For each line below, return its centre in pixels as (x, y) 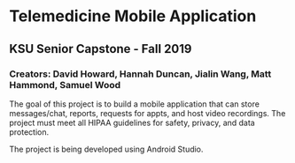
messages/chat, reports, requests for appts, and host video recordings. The (147, 113)
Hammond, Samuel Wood (65, 85)
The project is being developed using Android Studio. (106, 149)
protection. (29, 132)
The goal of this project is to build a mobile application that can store (134, 104)
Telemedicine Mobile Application (133, 16)
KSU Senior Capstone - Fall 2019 (101, 49)
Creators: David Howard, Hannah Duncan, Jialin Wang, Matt (140, 74)
